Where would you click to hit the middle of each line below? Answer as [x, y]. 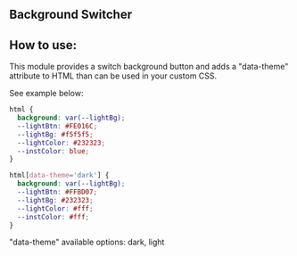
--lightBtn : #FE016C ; [58, 126]
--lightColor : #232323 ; [61, 143]
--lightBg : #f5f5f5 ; [55, 134]
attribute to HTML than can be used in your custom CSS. [113, 76]
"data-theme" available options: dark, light [87, 242]
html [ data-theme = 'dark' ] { [59, 176]
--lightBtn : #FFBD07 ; [58, 192]
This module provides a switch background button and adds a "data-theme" [149, 67]
